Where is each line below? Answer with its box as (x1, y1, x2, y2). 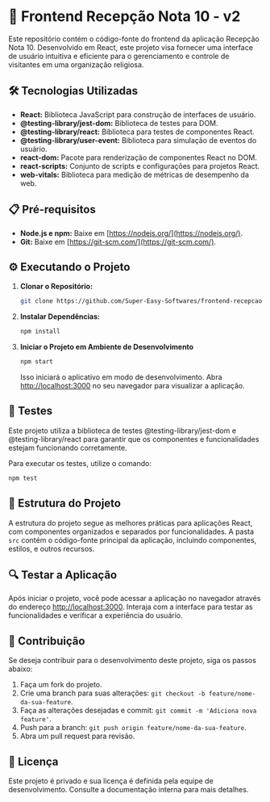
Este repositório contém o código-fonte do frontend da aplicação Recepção (8, 34, 260, 44)
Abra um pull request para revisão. (19, 731, 135, 741)
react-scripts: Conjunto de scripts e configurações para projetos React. (19, 161, 260, 170)
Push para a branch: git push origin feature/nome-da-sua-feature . (19, 723, 247, 733)
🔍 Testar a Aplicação (8, 568, 118, 582)
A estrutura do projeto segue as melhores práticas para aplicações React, (8, 518, 253, 527)
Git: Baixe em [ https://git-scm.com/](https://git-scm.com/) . (19, 237, 216, 246)
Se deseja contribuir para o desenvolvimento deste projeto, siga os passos (8, 656, 256, 666)
